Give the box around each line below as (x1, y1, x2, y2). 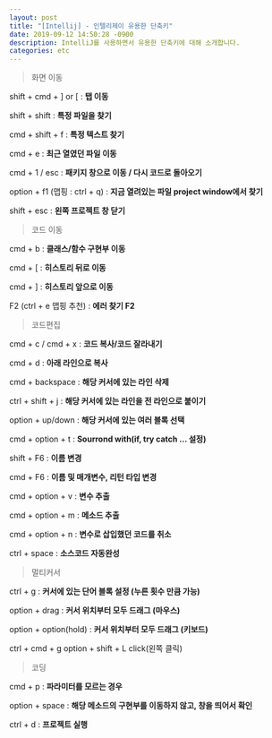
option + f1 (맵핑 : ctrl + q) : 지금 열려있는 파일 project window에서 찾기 (9, 186, 264, 197)
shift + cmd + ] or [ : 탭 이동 (9, 91, 109, 102)
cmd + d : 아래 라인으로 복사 (9, 357, 109, 368)
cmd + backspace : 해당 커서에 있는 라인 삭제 (9, 377, 170, 388)
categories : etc (9, 47, 70, 56)
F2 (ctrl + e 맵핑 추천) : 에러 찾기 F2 (9, 301, 136, 312)
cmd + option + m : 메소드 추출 (9, 510, 120, 520)
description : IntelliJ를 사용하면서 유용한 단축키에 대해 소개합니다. (9, 38, 241, 47)
